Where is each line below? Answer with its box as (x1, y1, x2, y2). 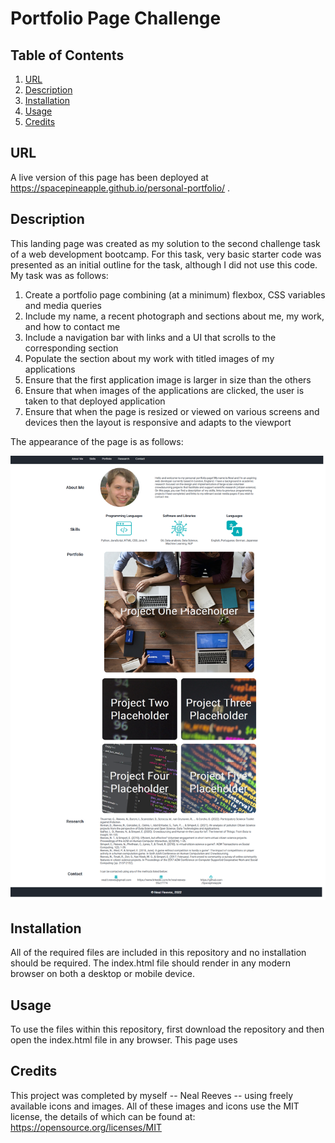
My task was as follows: (10, 269, 109, 281)
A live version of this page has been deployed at (10, 171, 209, 183)
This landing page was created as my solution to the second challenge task (10, 237, 321, 249)
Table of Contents (10, 47, 125, 64)
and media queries (24, 299, 102, 311)
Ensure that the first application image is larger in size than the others (24, 373, 312, 386)
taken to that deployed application (24, 395, 166, 407)
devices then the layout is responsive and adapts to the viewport (24, 416, 292, 428)
